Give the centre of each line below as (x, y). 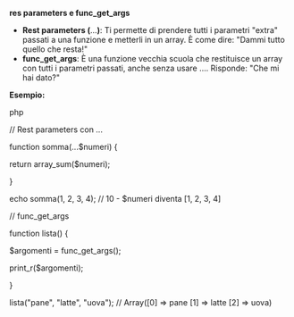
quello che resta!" (55, 49)
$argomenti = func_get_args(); (65, 250)
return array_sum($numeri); (60, 164)
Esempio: (27, 95)
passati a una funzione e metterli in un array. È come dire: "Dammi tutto (154, 40)
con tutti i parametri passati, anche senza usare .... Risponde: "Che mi (151, 68)
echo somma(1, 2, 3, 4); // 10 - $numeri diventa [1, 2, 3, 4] (115, 199)
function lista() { (39, 233)
